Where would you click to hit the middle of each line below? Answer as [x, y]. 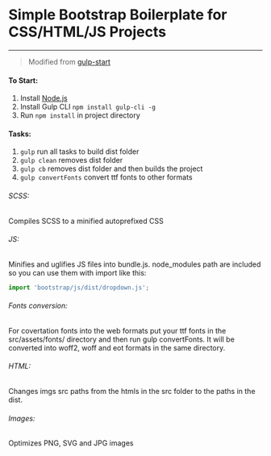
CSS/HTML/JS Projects [88, 32]
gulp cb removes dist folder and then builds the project [111, 169]
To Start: [23, 80]
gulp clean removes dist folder [71, 160]
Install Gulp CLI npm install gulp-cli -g [88, 107]
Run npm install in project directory [80, 115]
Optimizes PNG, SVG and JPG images [71, 443]
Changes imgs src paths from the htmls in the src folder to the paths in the [132, 392]
